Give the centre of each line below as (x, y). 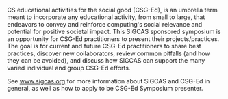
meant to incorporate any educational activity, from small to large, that (106, 17)
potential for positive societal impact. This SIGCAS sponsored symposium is (114, 31)
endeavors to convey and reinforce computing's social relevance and (105, 24)
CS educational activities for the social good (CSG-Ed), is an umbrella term (112, 10)
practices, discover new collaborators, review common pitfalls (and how (109, 53)
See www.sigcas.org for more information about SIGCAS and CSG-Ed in (109, 81)
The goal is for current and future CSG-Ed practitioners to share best (104, 46)
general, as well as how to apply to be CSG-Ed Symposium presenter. (105, 88)
